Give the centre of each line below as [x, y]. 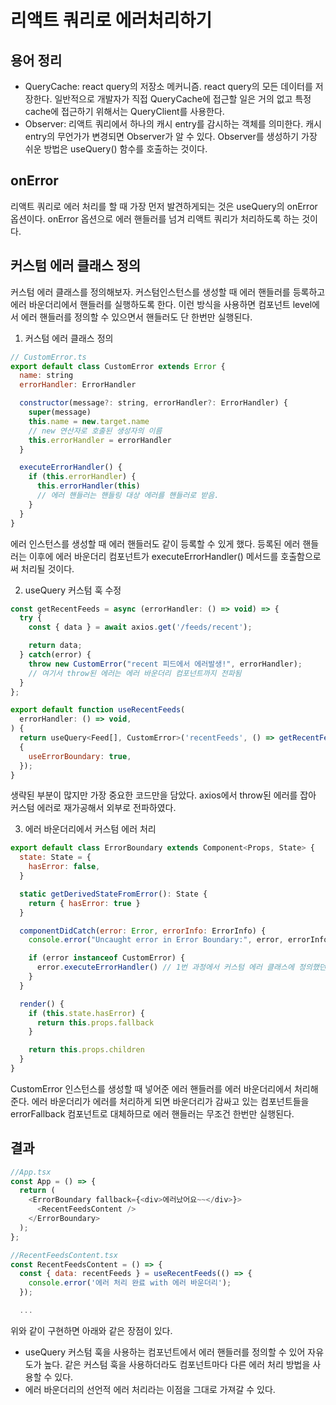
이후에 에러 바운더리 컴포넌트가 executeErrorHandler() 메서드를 [153, 556]
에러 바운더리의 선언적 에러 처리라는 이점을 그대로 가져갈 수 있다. [150, 1389]
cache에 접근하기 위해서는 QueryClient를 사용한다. [124, 111]
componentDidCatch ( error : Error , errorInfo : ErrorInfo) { [143, 931]
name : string [46, 376]
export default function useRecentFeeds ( [98, 710]
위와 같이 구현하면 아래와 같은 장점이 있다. [91, 1330]
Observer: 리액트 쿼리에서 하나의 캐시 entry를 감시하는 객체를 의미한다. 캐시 [173, 124]
